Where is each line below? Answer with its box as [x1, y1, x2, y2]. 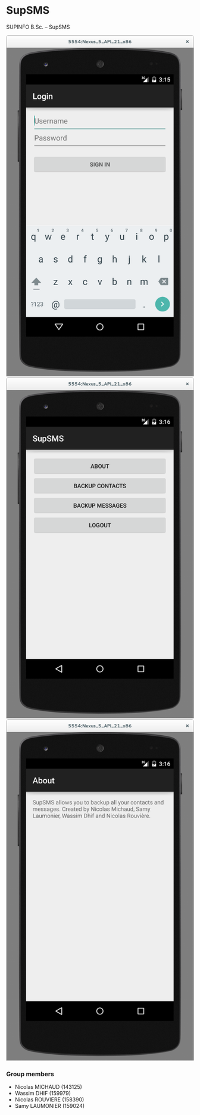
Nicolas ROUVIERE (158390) [14, 1096, 85, 1103]
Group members [6, 1070, 55, 1078]
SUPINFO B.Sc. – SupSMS [6, 23, 70, 30]
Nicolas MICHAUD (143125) [14, 1083, 82, 1091]
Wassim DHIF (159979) [14, 1090, 71, 1097]
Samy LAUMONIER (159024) [14, 1102, 85, 1110]
